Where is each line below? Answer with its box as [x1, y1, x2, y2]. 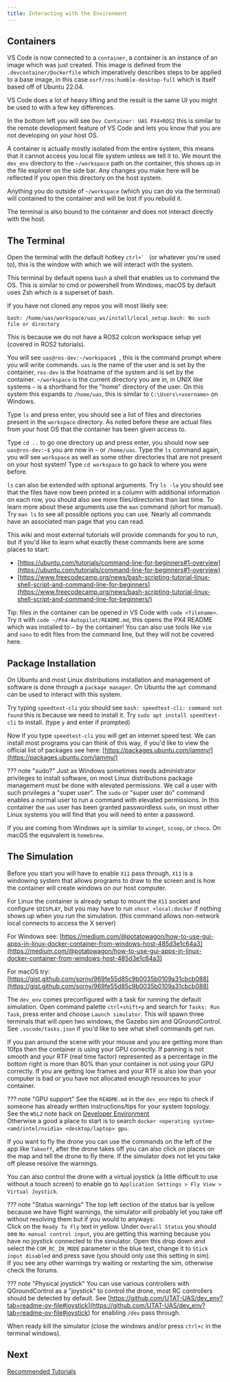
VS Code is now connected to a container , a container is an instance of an [7, 54, 218, 62]
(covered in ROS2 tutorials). [7, 341, 86, 349]
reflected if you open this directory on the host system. [7, 174, 163, 182]
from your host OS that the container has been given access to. [7, 425, 187, 433]
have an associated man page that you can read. [7, 518, 146, 526]
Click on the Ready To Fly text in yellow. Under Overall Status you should [7, 1222, 216, 1230]
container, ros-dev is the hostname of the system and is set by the [7, 368, 194, 376]
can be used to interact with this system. [7, 691, 122, 699]
